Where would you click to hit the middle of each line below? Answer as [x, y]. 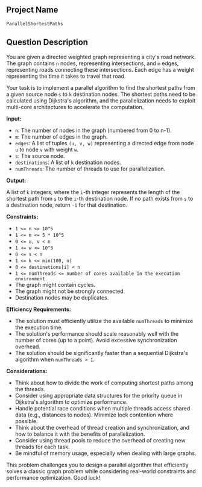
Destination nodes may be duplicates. [62, 297]
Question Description [47, 42]
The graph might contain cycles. [55, 284]
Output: [16, 180]
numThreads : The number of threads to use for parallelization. [90, 169]
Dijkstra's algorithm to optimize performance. [71, 402]
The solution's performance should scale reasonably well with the [97, 333]
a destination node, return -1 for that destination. [67, 205]
